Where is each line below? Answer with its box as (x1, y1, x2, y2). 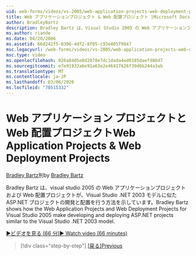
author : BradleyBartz (6, 19, 59, 25)
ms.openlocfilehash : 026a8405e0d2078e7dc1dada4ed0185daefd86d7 (6, 57, 163, 63)
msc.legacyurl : (6, 47, 43, 53)
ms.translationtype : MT (6, 68, 64, 74)
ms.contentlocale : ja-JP (6, 74, 66, 80)
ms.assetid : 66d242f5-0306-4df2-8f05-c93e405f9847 (6, 42, 132, 47)
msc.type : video (6, 52, 45, 58)
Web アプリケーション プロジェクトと (6, 112, 187, 125)
